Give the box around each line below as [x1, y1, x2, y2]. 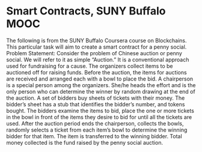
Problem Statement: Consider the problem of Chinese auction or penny [6, 49, 182, 56]
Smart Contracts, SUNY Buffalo [6, 4, 166, 18]
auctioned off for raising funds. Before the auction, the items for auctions [6, 68, 188, 76]
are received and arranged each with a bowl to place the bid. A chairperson [6, 75, 194, 82]
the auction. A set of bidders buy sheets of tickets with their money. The [6, 94, 185, 102]
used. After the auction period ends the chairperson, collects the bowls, [6, 120, 185, 127]
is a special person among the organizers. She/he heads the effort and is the [6, 81, 196, 88]
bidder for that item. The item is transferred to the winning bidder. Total [6, 132, 182, 139]
